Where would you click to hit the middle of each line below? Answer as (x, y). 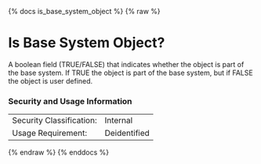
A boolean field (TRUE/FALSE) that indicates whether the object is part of (126, 64)
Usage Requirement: (50, 134)
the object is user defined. (51, 80)
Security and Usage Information (70, 101)
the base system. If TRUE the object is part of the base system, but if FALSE (130, 73)
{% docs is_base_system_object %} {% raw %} (84, 11)
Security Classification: (54, 120)
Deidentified (127, 134)
